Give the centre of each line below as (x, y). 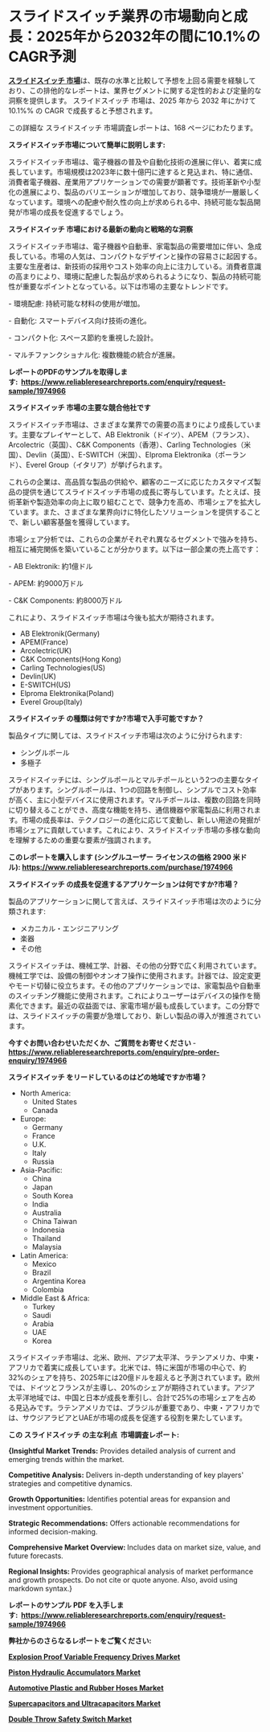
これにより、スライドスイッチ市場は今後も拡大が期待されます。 (113, 617)
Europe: (33, 1119)
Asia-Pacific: (41, 1169)
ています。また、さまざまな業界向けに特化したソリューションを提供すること (135, 512)
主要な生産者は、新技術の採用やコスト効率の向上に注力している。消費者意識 (135, 266)
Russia (43, 1161)
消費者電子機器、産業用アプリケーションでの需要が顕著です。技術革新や (128, 182)
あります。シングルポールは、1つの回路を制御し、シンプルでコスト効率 (139, 789)
